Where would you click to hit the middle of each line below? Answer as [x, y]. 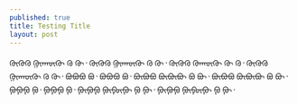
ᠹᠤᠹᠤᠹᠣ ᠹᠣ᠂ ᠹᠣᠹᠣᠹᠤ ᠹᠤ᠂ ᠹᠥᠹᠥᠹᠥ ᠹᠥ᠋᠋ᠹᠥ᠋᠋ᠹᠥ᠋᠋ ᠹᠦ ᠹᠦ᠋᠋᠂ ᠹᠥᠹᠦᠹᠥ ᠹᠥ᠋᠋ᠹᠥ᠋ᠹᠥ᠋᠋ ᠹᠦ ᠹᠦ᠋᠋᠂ [122, 90]
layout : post [34, 34]
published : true [40, 17]
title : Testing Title [50, 26]
